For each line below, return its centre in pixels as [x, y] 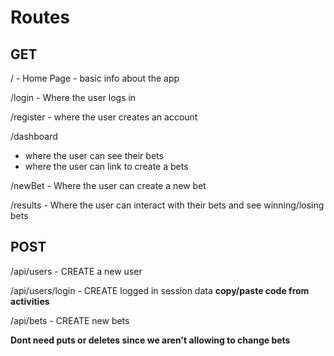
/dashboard [34, 136]
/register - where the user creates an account [104, 117]
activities [30, 301]
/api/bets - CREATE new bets [70, 320]
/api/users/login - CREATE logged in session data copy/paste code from [160, 290]
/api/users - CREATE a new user [76, 271]
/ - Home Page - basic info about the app [95, 78]
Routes [40, 17]
